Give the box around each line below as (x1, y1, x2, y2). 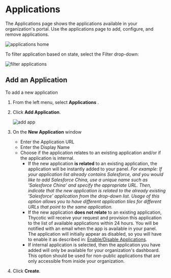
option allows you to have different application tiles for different (27, 198, 162, 205)
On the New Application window (12, 129, 82, 135)
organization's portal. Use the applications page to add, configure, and (5, 26, 154, 32)
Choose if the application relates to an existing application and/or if (20, 149, 161, 156)
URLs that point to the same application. (27, 204, 113, 210)
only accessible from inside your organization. (27, 258, 125, 264)
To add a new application (5, 89, 59, 95)
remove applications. (5, 31, 49, 37)
